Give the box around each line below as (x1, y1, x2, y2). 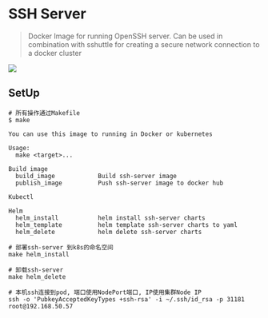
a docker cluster (27, 48, 82, 58)
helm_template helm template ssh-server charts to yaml (15, 221, 238, 229)
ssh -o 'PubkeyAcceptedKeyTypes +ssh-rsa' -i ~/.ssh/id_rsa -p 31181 (8, 295, 246, 304)
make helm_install (8, 250, 70, 258)
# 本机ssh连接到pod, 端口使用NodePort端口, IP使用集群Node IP (8, 288, 202, 296)
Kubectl (8, 193, 34, 201)
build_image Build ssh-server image (15, 172, 178, 180)
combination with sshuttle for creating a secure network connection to (27, 39, 260, 49)
